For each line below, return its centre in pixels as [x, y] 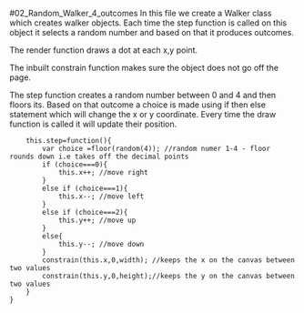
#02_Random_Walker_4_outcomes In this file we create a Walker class [141, 13]
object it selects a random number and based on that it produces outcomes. [152, 32]
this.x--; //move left [101, 197]
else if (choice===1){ [85, 188]
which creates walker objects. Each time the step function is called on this [148, 23]
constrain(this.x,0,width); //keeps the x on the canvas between [169, 260]
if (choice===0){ [75, 165]
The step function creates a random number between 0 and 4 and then [143, 95]
